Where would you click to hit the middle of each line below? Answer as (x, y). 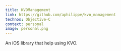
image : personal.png (27, 29)
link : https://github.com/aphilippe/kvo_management (60, 15)
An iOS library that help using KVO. (41, 43)
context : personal (24, 24)
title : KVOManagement (28, 10)
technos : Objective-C (28, 19)
